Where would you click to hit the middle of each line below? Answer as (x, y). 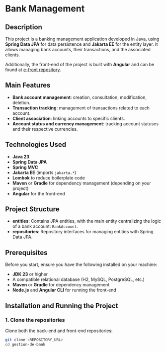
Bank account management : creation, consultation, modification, (79, 97)
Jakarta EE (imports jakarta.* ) (44, 173)
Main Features (28, 85)
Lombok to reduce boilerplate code (49, 177)
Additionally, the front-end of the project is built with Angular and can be (80, 64)
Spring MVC (25, 167)
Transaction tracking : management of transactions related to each (81, 108)
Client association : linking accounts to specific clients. (69, 118)
